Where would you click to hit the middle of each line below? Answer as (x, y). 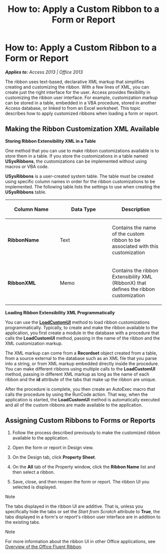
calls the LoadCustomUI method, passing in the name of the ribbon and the (83, 338)
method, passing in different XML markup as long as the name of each (77, 374)
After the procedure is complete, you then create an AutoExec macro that (80, 389)
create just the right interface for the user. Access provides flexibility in (78, 92)
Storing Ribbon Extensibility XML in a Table (50, 141)
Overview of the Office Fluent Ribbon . (44, 547)
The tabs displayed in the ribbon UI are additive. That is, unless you (74, 506)
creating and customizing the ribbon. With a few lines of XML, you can (77, 87)
